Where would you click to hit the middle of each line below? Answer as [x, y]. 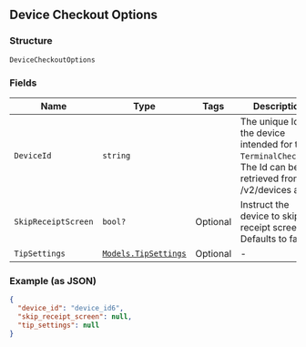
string [117, 155]
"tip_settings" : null [59, 325]
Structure [31, 41]
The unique [265, 121]
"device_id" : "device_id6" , [71, 309]
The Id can [263, 167]
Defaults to [264, 239]
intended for [266, 144]
